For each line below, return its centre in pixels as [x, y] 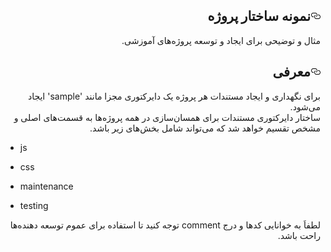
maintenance [46, 186]
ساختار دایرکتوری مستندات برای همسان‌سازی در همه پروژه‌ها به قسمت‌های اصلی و [167, 117]
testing [34, 205]
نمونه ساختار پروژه [259, 16]
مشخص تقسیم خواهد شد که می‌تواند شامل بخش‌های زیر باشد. [205, 128]
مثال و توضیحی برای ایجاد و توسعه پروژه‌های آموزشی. [221, 40]
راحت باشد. [299, 235]
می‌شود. [305, 106]
